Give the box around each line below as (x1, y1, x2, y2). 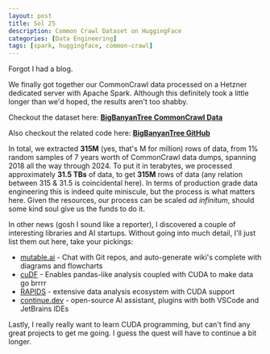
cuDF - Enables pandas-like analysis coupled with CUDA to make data (19, 270, 254, 280)
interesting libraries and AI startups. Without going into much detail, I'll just (8, 228, 256, 238)
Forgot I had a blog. (8, 64, 73, 74)
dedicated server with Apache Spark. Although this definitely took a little (8, 88, 249, 98)
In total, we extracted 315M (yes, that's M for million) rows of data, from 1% (8, 144, 259, 154)
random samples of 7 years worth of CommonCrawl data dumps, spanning (8, 153, 256, 162)
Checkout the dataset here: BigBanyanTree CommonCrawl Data (8, 112, 223, 122)
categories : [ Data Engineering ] (8, 34, 117, 43)
